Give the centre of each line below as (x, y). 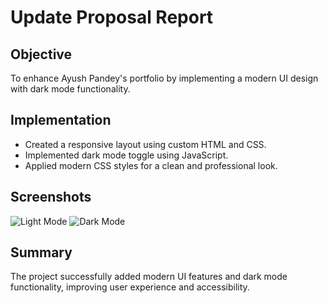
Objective (41, 54)
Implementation (61, 120)
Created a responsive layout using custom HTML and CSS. (145, 144)
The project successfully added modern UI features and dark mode (149, 277)
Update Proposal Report (112, 17)
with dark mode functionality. (70, 89)
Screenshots (51, 197)
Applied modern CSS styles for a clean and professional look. (151, 165)
